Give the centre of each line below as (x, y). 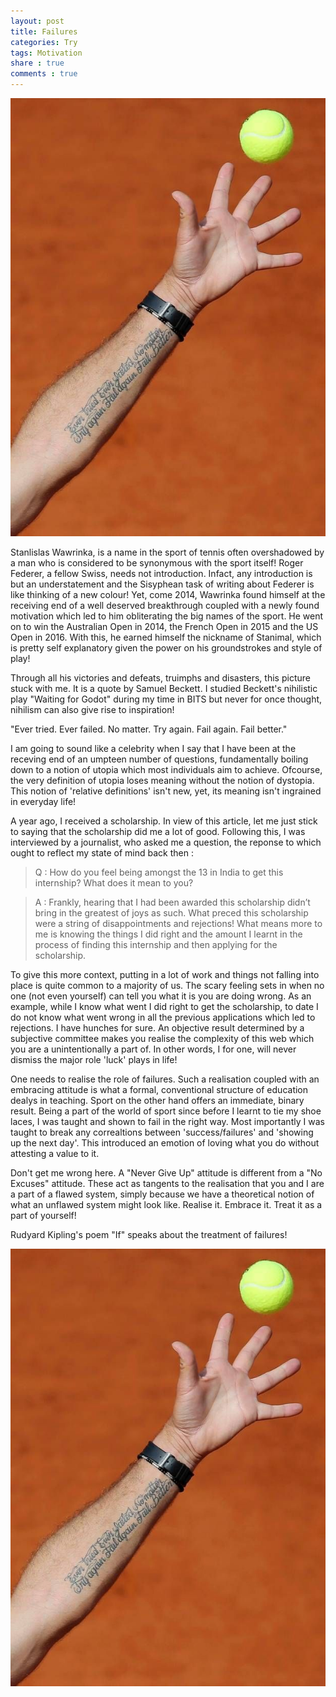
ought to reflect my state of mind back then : (102, 852)
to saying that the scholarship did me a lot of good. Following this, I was (158, 831)
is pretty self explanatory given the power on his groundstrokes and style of (166, 647)
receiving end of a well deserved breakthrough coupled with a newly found (165, 605)
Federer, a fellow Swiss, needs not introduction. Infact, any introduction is (161, 573)
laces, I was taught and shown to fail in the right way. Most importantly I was (167, 1121)
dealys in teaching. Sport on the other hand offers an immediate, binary (157, 1100)
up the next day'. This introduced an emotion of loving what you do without (165, 1142)
